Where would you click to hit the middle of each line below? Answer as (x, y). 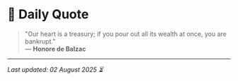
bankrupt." (40, 41)
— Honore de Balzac (55, 49)
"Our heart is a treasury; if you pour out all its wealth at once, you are (125, 34)
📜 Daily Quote (48, 14)
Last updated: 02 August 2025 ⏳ (55, 69)
